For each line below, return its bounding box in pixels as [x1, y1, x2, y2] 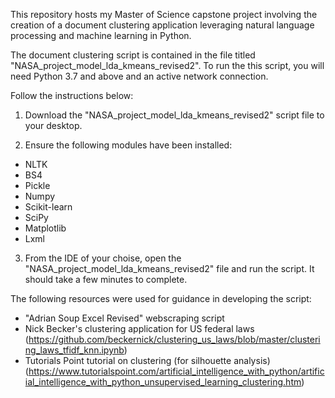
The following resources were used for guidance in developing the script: [10, 293, 312, 304]
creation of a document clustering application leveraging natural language [10, 19, 315, 31]
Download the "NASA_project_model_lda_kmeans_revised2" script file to [24, 109, 325, 121]
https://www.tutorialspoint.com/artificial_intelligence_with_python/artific [28, 365, 325, 377]
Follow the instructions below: [10, 90, 134, 101]
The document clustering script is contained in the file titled [10, 49, 256, 61]
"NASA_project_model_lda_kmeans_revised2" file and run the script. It [24, 263, 315, 274]
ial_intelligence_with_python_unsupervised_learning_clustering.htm [24, 376, 302, 388]
